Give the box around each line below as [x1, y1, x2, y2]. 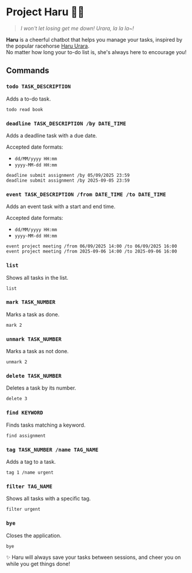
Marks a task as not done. [6, 348, 69, 355]
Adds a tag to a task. [6, 458, 56, 465]
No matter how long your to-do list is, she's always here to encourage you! [6, 48, 187, 55]
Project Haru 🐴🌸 [6, 5, 85, 19]
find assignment [6, 433, 46, 438]
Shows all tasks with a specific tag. [6, 495, 91, 502]
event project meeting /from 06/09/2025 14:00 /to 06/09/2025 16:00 [6, 243, 177, 249]
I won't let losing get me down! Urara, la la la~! [20, 25, 134, 32]
